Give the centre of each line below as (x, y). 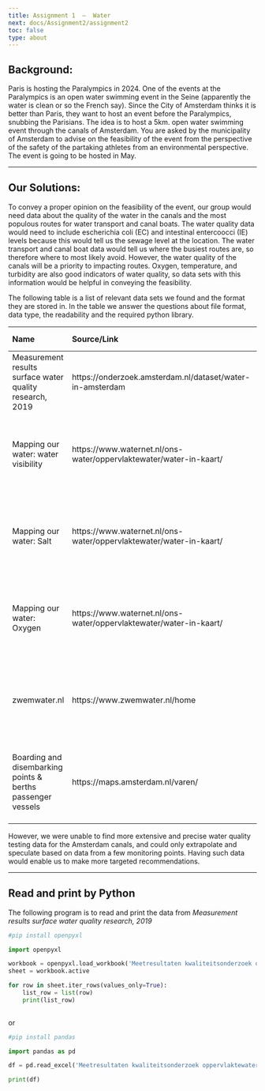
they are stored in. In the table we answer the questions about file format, (127, 306)
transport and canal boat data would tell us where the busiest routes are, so (131, 249)
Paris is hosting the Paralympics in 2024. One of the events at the (114, 88)
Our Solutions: (45, 188)
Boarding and (37, 757)
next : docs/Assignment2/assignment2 (68, 23)
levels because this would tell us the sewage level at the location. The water (131, 240)
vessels (26, 807)
